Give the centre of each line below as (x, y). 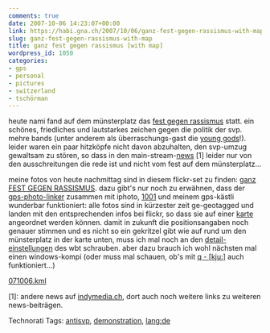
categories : (28, 61)
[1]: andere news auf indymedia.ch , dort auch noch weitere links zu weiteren (135, 297)
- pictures (27, 83)
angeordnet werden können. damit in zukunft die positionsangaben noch (129, 223)
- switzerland (32, 91)
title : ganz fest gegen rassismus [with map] (86, 46)
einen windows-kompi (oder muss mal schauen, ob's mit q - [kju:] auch (126, 257)
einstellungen (31, 248)
